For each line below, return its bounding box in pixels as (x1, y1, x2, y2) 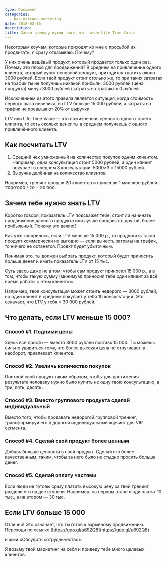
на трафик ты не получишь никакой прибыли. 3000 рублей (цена (5, 80, 144, 86)
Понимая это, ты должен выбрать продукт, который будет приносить (5, 253, 154, 259)
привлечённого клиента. (5, 126, 58, 132)
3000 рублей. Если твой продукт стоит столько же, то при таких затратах (5, 75, 163, 81)
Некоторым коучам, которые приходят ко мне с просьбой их (5, 44, 136, 50)
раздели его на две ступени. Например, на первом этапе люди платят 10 (5, 488, 162, 494)
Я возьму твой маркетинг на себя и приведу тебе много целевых (5, 546, 145, 552)
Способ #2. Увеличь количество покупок (5, 363, 111, 370)
